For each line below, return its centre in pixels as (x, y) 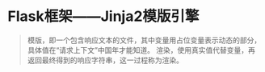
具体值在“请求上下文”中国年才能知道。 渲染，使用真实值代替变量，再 (141, 50)
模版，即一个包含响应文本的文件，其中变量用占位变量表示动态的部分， (144, 40)
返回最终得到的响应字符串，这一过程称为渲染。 (105, 60)
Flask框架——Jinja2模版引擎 (103, 16)
